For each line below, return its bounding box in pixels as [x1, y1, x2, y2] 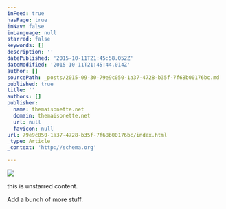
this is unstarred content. [7, 182, 78, 190]
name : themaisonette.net [13, 106, 84, 113]
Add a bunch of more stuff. [7, 195, 84, 203]
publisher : [7, 100, 38, 107]
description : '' [7, 49, 54, 56]
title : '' [7, 87, 36, 93]
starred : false [7, 36, 51, 43]
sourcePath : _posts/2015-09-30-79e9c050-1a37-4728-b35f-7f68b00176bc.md [7, 74, 220, 81]
